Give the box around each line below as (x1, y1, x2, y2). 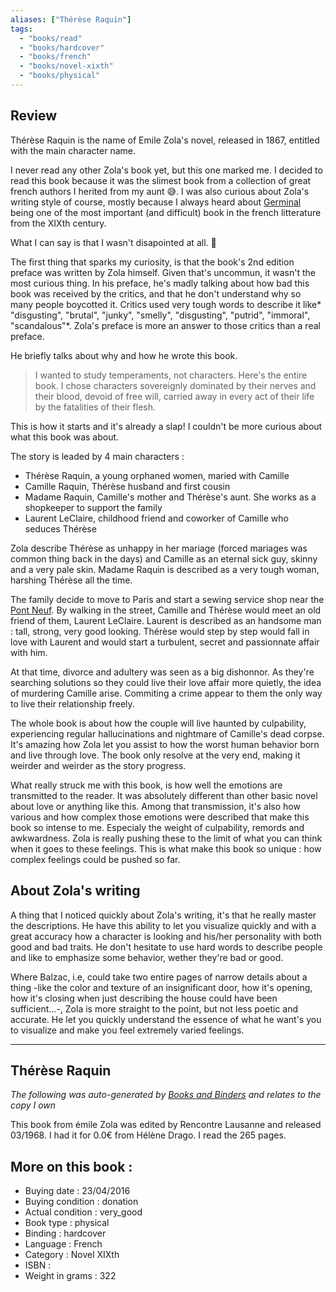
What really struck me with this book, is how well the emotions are (10, 779, 283, 791)
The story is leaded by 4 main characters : (10, 450, 185, 462)
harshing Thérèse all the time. (10, 574, 133, 586)
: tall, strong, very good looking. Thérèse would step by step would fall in (10, 625, 310, 637)
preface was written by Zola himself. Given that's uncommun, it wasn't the (10, 266, 316, 278)
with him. (10, 646, 48, 658)
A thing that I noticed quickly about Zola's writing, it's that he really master (10, 909, 317, 921)
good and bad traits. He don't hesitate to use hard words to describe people (10, 941, 323, 953)
